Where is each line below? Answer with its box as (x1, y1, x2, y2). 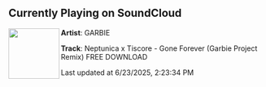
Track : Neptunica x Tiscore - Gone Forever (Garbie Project (60, 43, 258, 53)
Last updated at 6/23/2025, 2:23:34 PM (60, 68, 194, 77)
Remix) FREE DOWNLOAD (60, 52, 148, 61)
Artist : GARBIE (60, 27, 111, 37)
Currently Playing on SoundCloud (8, 6, 182, 20)
